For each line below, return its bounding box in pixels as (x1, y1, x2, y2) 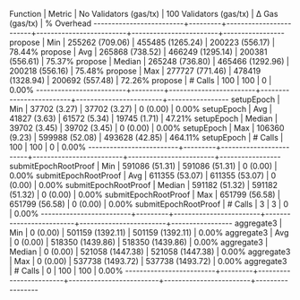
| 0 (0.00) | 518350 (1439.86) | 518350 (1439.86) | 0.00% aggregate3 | (9, 237, 269, 247)
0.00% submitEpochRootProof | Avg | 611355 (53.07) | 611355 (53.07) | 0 (9, 170, 277, 181)
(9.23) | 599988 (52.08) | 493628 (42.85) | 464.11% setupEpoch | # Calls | (9, 133, 284, 142)
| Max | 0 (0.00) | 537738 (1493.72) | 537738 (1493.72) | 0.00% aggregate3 (9, 256, 287, 266)
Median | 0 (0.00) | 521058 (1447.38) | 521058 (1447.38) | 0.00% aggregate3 (9, 246, 291, 257)
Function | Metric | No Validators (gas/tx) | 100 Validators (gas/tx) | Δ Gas (9, 9, 279, 19)
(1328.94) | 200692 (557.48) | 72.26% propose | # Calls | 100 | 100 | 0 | (9, 75, 272, 85)
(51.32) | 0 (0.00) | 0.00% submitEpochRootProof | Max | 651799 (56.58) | (9, 189, 280, 200)
